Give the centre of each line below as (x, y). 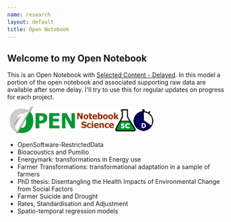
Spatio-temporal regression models (68, 211)
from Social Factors (45, 189)
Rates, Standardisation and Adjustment (73, 204)
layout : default (30, 22)
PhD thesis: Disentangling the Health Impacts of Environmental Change (118, 182)
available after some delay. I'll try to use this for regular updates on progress (116, 89)
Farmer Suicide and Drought (57, 196)
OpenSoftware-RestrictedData (60, 145)
